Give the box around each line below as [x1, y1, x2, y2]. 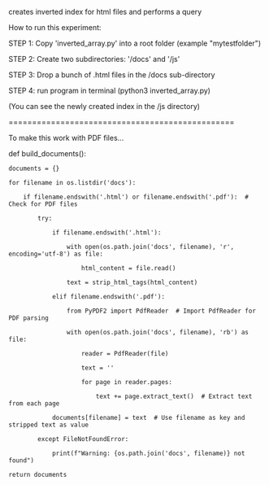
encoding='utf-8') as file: [8, 250, 104, 258]
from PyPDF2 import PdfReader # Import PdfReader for [66, 307, 256, 315]
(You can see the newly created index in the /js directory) [8, 102, 201, 111]
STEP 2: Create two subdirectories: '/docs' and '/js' [8, 55, 180, 63]
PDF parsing [8, 314, 49, 322]
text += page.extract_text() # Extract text [95, 392, 253, 400]
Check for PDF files [8, 200, 79, 208]
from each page [8, 400, 60, 408]
